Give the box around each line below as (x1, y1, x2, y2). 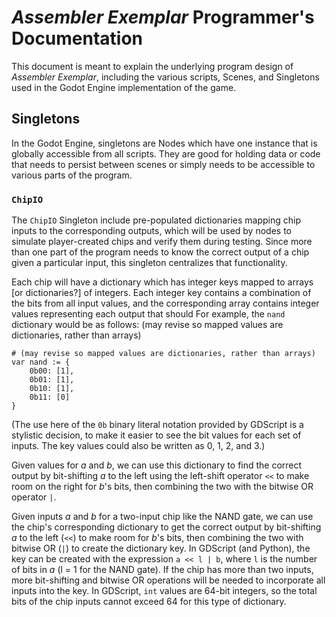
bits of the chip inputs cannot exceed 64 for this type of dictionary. (11, 596, 287, 608)
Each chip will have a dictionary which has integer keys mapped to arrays (11, 276, 314, 288)
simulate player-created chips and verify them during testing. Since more (11, 236, 313, 248)
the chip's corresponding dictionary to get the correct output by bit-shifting (11, 521, 322, 533)
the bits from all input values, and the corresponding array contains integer (11, 297, 320, 310)
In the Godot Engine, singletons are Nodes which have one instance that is (11, 137, 318, 149)
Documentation (11, 27, 144, 50)
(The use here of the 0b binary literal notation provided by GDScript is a (11, 419, 304, 431)
